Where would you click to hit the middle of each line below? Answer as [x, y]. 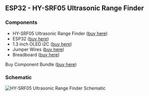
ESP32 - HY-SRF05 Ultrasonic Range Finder [74, 8]
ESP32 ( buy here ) [30, 38]
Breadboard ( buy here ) [36, 54]
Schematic [18, 77]
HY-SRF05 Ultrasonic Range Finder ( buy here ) [60, 33]
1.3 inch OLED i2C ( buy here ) [42, 44]
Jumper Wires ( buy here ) [38, 49]
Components [21, 22]
